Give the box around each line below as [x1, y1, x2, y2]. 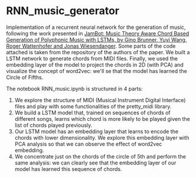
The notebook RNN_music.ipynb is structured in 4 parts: [6, 85, 143, 92]
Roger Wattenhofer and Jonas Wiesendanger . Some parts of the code [6, 42, 176, 50]
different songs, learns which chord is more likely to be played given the [14, 115, 190, 122]
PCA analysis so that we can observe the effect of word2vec [14, 140, 162, 147]
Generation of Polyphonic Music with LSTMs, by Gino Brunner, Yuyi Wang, [6, 36, 187, 43]
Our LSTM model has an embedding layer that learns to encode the [14, 128, 179, 135]
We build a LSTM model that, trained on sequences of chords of [14, 109, 171, 116]
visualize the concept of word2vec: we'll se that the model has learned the [6, 67, 188, 74]
